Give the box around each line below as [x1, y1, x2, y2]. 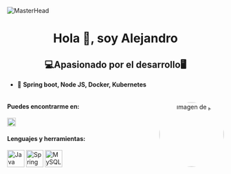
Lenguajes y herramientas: [7, 134, 86, 142]
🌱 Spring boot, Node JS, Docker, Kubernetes [16, 80, 146, 89]
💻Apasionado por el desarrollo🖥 [44, 58, 187, 70]
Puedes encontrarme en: [7, 102, 80, 110]
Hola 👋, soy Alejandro [53, 31, 178, 46]
